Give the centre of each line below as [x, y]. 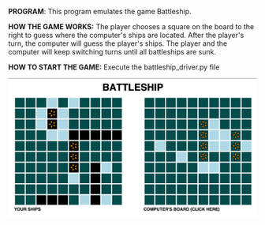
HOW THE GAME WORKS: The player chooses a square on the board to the [131, 26]
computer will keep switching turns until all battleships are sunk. [112, 52]
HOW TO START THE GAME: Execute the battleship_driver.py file [114, 67]
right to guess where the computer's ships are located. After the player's [126, 35]
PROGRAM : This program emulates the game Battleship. [100, 11]
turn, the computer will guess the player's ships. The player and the [118, 43]
